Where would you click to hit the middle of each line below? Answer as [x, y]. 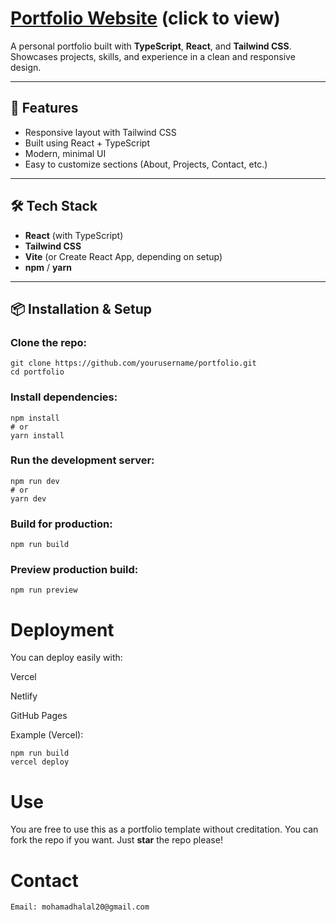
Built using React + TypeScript [87, 143]
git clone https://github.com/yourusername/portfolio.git [133, 363]
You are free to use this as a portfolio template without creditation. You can [164, 829]
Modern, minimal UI [65, 153]
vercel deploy [40, 762]
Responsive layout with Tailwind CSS [100, 132]
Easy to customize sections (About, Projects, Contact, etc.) [146, 164]
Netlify [24, 696]
